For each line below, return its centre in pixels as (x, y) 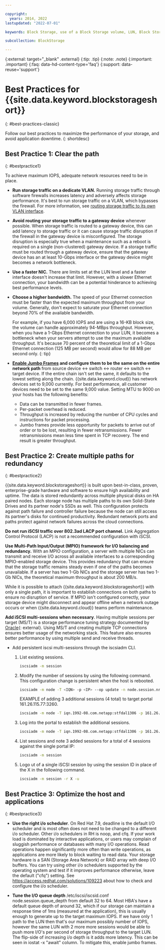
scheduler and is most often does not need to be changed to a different (84, 828)
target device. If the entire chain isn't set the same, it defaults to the (81, 374)
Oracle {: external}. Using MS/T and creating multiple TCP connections (76, 628)
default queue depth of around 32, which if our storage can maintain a (83, 906)
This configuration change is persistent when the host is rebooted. (87, 681)
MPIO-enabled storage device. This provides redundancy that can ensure (79, 561)
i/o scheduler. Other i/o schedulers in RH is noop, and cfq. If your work (84, 834)
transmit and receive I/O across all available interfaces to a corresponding (80, 556)
